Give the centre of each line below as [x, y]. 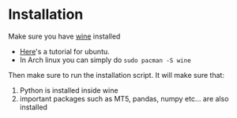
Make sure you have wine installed [64, 36]
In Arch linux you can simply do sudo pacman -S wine [105, 60]
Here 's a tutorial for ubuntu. [65, 51]
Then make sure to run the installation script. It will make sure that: [117, 75]
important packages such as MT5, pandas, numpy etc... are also [124, 98]
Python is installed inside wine [69, 90]
